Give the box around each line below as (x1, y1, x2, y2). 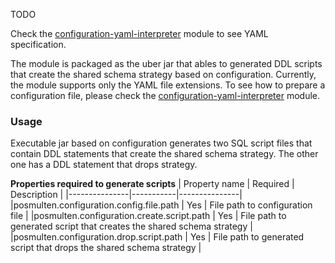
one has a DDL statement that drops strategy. (10, 159, 198, 171)
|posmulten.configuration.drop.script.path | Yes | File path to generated (10, 231, 305, 243)
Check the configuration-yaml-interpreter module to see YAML (10, 28, 269, 39)
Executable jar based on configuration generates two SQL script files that (10, 137, 313, 149)
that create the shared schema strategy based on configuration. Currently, (10, 69, 317, 80)
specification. (10, 39, 67, 50)
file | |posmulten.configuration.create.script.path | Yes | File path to (10, 210, 287, 222)
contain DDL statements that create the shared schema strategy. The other (10, 148, 319, 160)
